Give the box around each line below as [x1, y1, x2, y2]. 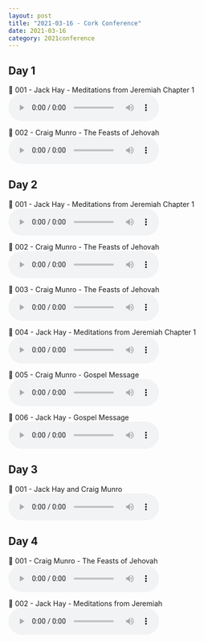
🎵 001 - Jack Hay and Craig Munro [8, 484, 123, 494]
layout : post [8, 11, 52, 20]
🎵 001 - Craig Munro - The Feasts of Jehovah [8, 555, 158, 566]
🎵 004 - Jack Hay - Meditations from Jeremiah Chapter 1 [8, 327, 197, 337]
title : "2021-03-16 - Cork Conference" [8, 19, 142, 27]
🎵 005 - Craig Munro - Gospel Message [8, 370, 140, 380]
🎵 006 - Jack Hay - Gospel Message [8, 412, 129, 422]
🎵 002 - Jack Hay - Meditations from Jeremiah [8, 599, 163, 608]
